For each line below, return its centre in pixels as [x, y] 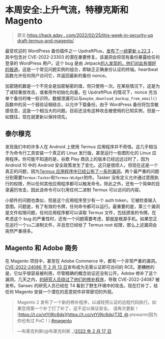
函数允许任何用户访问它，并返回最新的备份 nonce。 [57, 75]
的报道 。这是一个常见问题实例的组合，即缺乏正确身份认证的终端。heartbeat [82, 69]
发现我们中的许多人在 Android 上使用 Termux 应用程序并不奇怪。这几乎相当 [81, 146]
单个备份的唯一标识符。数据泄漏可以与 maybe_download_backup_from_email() [81, 98]
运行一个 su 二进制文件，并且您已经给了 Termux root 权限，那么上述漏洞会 [83, 225]
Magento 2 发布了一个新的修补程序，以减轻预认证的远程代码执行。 [84, 302]
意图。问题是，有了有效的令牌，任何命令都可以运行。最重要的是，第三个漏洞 [82, 206]
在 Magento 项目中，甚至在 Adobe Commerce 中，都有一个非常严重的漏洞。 [82, 261]
